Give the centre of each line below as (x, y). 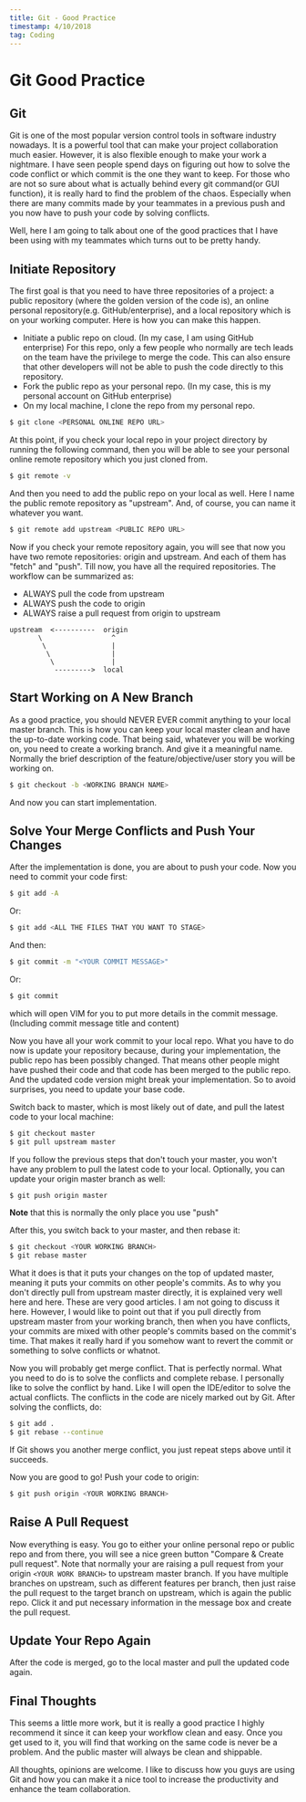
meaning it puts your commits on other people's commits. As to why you (145, 1283)
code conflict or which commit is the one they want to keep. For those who (150, 174)
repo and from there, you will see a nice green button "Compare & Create (147, 1554)
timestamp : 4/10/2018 (51, 26)
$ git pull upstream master (63, 1141)
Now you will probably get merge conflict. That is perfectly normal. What (146, 1369)
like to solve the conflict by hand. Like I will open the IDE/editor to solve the (150, 1388)
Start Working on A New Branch (102, 698)
